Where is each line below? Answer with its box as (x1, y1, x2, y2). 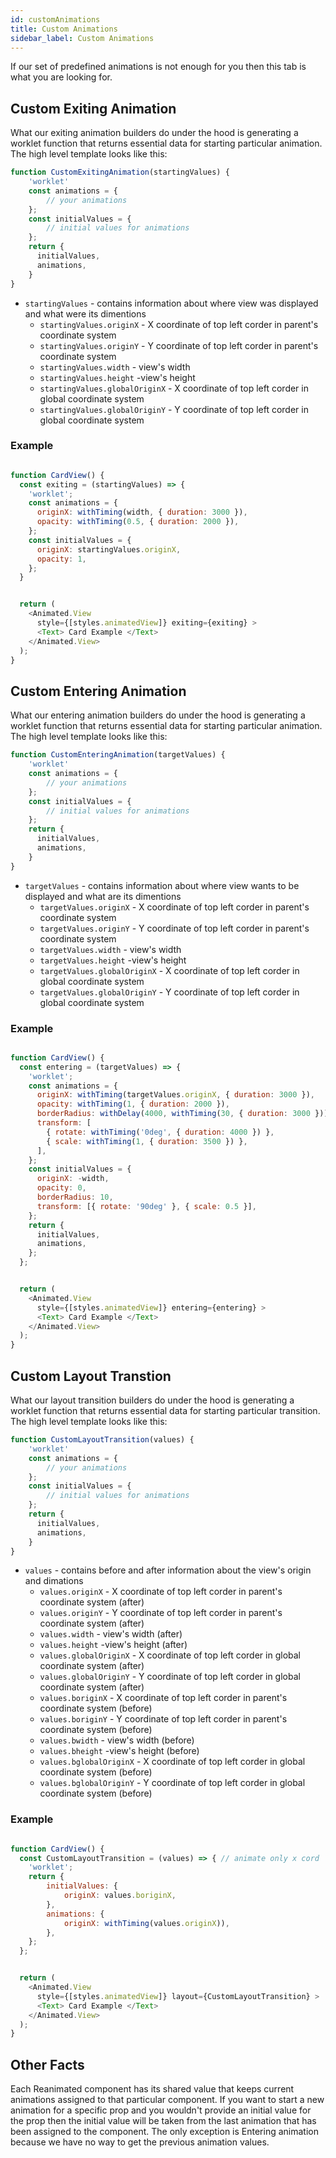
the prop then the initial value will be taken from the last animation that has (10, 2115, 317, 2127)
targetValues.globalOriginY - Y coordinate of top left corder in (39, 986, 300, 998)
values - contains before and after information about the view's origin (24, 1564, 312, 1576)
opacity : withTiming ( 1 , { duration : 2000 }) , (36, 1099, 230, 1110)
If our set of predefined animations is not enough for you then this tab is (10, 61, 307, 73)
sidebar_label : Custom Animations (10, 33, 155, 43)
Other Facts (10, 2056, 85, 2073)
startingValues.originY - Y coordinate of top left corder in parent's (39, 339, 319, 351)
